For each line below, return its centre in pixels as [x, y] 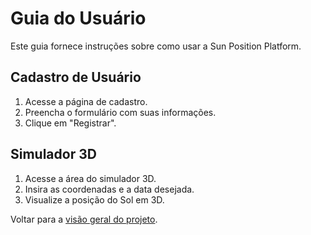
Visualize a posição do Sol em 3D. [94, 199]
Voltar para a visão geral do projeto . [84, 219]
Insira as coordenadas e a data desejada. [109, 189]
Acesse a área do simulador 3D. [90, 178]
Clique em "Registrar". [70, 123]
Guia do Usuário [78, 18]
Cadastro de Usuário [76, 77]
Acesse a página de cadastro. [86, 101]
